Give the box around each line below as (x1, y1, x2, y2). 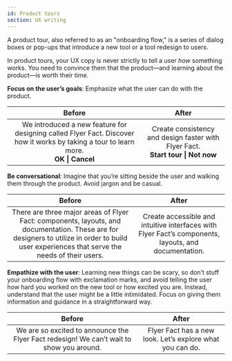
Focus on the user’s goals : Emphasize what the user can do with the (7, 84, 204, 92)
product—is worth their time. (7, 70, 89, 79)
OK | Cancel (54, 154, 95, 164)
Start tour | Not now (149, 150, 217, 159)
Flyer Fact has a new (147, 325, 215, 335)
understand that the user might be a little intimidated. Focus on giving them (7, 290, 221, 298)
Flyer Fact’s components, (137, 228, 220, 238)
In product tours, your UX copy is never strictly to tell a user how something (7, 56, 222, 64)
